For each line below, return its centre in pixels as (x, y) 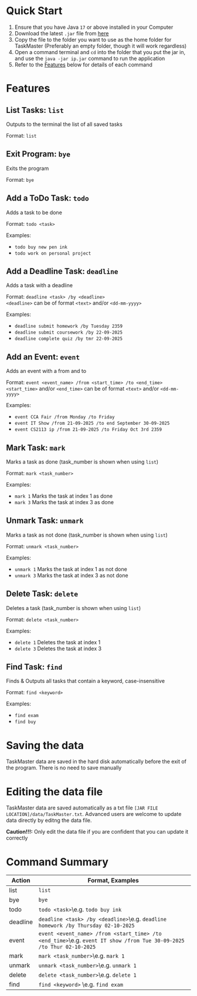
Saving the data (45, 745)
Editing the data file (55, 792)
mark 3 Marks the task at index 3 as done (64, 502)
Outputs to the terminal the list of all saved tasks (64, 124)
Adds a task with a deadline (40, 285)
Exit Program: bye (38, 154)
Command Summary (57, 862)
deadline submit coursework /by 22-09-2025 (69, 333)
